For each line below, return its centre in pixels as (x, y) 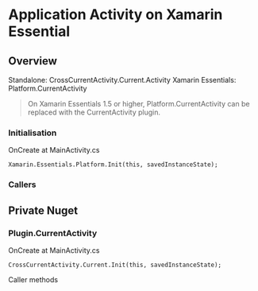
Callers (23, 184)
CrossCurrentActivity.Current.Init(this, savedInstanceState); (115, 265)
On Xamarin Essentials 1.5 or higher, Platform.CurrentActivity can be (139, 104)
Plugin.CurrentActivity (53, 233)
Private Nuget (43, 210)
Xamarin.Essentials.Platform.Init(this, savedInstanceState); (113, 165)
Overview (33, 61)
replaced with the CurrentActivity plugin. (94, 112)
